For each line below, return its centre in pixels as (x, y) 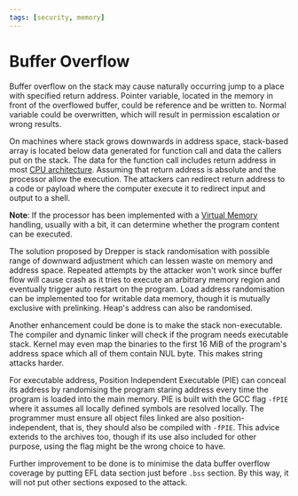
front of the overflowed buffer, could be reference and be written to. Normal (148, 105)
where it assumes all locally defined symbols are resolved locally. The (137, 408)
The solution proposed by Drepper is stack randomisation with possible (140, 251)
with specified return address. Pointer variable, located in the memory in (141, 95)
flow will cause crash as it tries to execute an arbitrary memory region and (145, 279)
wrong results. (35, 124)
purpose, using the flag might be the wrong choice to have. (118, 446)
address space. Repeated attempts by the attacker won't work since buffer (146, 270)
